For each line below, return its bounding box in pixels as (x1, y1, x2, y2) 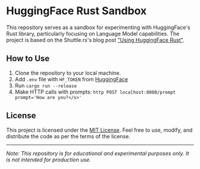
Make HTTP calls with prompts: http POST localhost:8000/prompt (14, 88, 176, 95)
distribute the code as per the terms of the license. (6, 132, 131, 140)
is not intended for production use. (6, 156, 91, 163)
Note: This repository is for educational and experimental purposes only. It (6, 149, 189, 157)
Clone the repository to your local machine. (14, 69, 121, 76)
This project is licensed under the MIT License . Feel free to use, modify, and (6, 126, 193, 133)
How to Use (6, 53, 50, 63)
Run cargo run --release (14, 82, 77, 89)
